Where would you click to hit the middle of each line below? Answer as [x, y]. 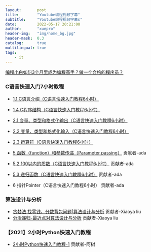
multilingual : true [26, 48]
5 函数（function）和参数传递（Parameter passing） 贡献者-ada [79, 152]
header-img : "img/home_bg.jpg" [41, 34]
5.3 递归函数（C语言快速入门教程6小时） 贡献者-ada [67, 174]
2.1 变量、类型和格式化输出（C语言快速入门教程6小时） [70, 120]
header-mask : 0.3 [25, 39]
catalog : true [26, 43]
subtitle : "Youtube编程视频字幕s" [44, 19]
